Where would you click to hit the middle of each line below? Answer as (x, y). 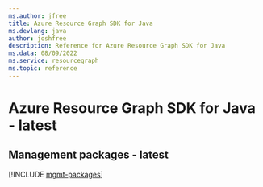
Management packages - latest (89, 155)
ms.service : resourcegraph (54, 61)
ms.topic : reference (43, 69)
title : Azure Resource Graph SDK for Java (81, 23)
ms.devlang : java (38, 31)
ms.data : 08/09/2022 (43, 53)
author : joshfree (38, 38)
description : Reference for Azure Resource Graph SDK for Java (117, 46)
